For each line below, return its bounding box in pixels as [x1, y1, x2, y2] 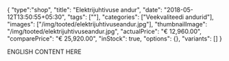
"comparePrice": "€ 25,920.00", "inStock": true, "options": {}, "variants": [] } [7, 35, 223, 43]
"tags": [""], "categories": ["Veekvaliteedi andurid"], [67, 13, 214, 21]
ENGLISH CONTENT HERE [7, 47, 82, 56]
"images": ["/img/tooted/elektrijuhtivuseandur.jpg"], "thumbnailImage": [7, 20, 208, 28]
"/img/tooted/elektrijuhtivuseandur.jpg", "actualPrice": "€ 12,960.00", [7, 27, 202, 35]
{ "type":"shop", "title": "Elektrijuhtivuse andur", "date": [7, 6, 162, 14]
